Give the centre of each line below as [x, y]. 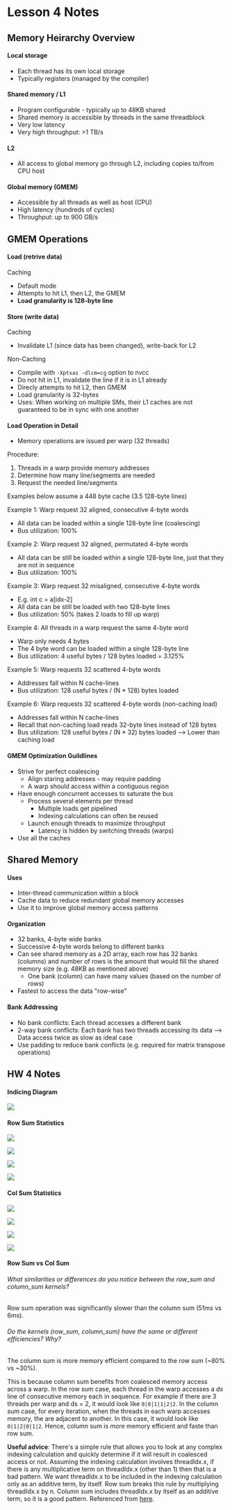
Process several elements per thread [80, 801]
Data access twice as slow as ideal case [75, 1037]
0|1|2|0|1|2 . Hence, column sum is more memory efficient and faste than [113, 1426]
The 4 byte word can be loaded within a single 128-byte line [103, 649]
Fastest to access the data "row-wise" [72, 991]
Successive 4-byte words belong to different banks [91, 947]
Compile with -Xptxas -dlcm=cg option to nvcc [83, 373]
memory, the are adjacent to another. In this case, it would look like [103, 1418]
